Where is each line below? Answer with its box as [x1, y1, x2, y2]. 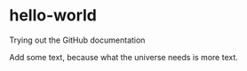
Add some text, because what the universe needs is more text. [9, 51, 238, 62]
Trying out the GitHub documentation [9, 35, 146, 45]
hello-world [9, 5, 98, 26]
